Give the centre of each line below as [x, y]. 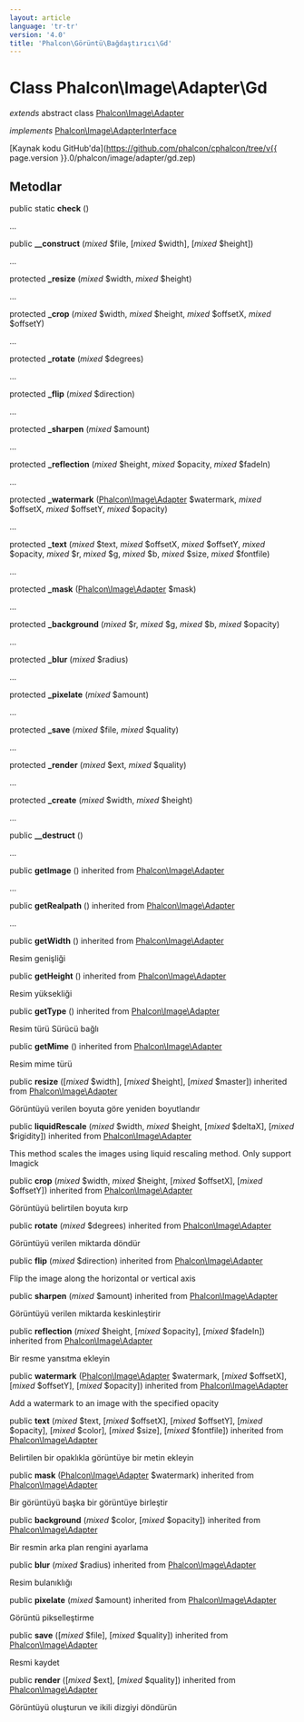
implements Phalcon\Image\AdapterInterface [93, 131]
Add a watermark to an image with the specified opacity [114, 1403]
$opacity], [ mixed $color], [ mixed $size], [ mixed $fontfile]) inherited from [147, 1430]
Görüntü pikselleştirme [52, 1618]
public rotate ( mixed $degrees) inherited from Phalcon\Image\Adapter [141, 1225]
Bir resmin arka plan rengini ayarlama [79, 1547]
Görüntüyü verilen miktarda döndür [75, 1243]
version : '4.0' [38, 34]
